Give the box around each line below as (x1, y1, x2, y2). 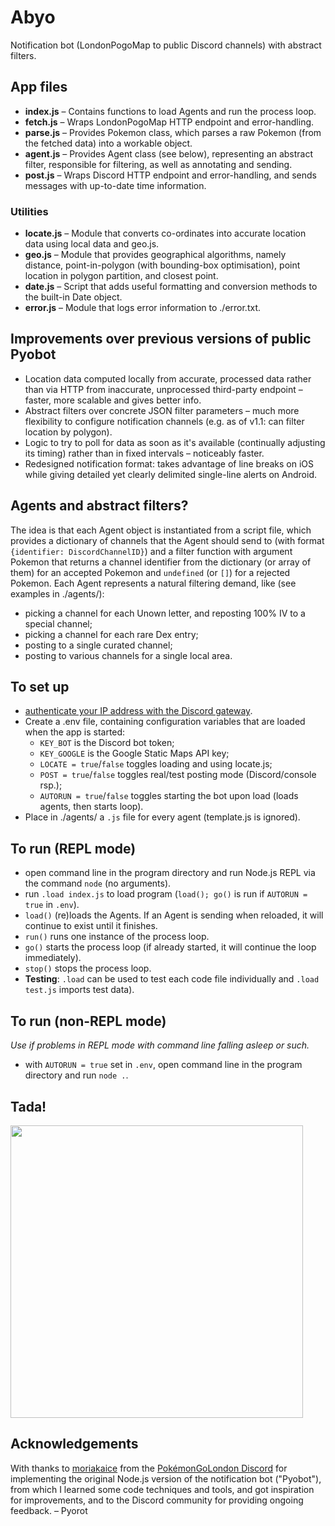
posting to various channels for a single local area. (24, 649, 233, 661)
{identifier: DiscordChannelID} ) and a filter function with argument (10, 545, 293, 557)
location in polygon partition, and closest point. (24, 270, 219, 282)
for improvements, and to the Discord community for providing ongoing (10, 1494, 304, 1506)
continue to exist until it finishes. (24, 920, 158, 932)
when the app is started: (24, 726, 126, 738)
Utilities (10, 204, 49, 218)
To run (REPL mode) (10, 840, 137, 857)
